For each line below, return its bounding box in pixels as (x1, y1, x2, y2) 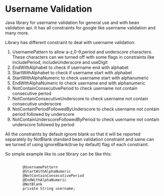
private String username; (23, 186, 76, 191)
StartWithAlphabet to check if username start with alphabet (12, 69, 132, 75)
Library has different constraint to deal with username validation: (5, 39, 136, 45)
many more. (5, 30, 29, 36)
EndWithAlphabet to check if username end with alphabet (12, 65, 129, 70)
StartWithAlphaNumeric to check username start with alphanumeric (12, 75, 149, 81)
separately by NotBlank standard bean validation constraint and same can (5, 136, 154, 142)
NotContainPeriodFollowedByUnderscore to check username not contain (12, 106, 160, 112)
